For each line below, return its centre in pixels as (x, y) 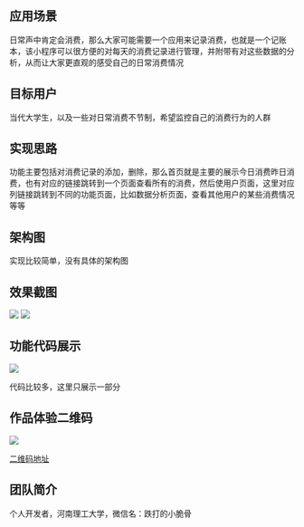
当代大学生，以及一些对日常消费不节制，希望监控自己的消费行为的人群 (140, 117)
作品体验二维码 (51, 418)
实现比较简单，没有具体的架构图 (69, 261)
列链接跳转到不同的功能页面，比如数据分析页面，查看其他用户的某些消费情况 (152, 195)
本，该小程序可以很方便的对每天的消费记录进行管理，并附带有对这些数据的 (148, 51)
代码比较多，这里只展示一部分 (65, 387)
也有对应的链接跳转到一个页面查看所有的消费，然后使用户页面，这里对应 (160, 183)
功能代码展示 (45, 346)
